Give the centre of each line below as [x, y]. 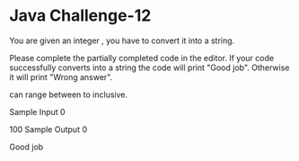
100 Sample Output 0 [48, 129]
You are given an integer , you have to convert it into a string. [122, 40]
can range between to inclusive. [69, 94]
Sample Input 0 [37, 112]
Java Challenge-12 [80, 16]
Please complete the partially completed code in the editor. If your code [142, 58]
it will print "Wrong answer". [61, 76]
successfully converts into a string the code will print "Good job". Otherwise [149, 67]
